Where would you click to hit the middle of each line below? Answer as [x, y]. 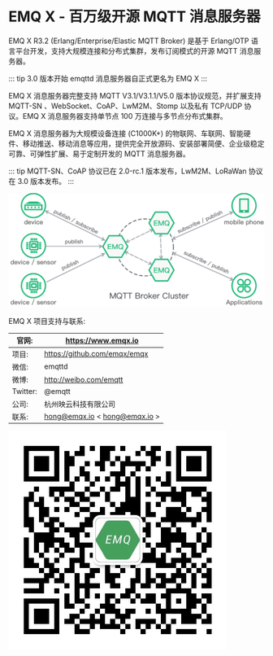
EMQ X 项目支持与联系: [47, 321]
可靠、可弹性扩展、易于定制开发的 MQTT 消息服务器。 [99, 153]
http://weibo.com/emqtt [84, 379]
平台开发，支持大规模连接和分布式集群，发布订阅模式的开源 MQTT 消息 [134, 50]
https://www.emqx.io [102, 340]
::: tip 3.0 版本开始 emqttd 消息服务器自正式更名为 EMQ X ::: [108, 78]
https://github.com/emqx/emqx [96, 354]
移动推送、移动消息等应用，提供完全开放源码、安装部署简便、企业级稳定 [143, 143]
